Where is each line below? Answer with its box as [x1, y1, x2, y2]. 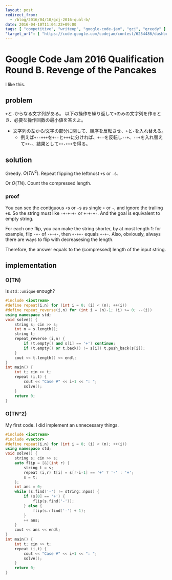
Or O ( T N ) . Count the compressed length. [5, 180, 92, 186]
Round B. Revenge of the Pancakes [5, 65, 157, 76]
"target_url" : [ [5, 31, 40, 36]
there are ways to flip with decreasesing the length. [5, 236, 114, 243]
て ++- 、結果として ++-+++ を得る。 [20, 141, 91, 147]
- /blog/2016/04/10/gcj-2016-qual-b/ [10, 17, 91, 22]
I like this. [5, 81, 26, 87]
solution [5, 156, 32, 165]
